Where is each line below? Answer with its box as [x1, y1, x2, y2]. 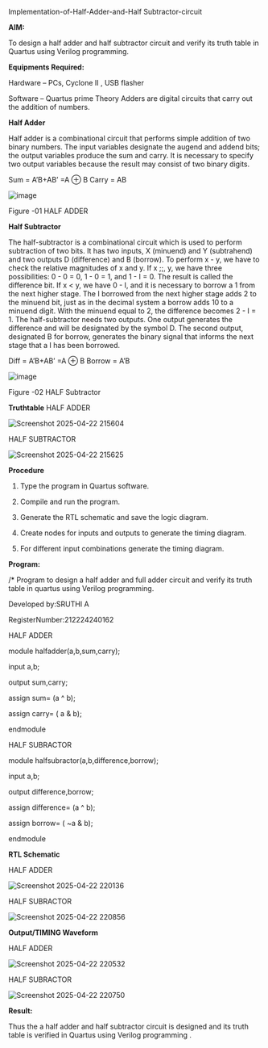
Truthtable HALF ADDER [8, 403, 91, 413]
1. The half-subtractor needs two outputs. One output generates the [8, 315, 233, 324]
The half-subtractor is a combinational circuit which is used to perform [8, 237, 243, 247]
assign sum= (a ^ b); [8, 694, 76, 702]
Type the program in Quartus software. [19, 481, 150, 491]
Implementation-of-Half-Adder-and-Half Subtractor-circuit [8, 7, 203, 16]
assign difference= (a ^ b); [8, 803, 96, 812]
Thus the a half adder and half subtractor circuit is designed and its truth [8, 1021, 249, 1031]
